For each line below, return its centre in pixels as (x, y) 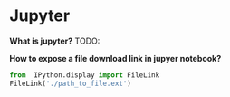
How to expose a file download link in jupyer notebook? (115, 58)
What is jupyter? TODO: (55, 41)
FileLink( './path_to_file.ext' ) (70, 83)
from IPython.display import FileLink (85, 75)
